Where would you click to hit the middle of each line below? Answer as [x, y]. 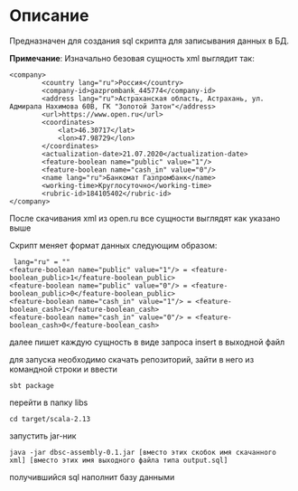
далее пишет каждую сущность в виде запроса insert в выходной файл [147, 342]
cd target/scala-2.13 [50, 419]
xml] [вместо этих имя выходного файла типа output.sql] [119, 460]
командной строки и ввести [63, 369]
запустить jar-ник [43, 436]
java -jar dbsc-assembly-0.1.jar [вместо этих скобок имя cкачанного [143, 452]
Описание [49, 16]
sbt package [32, 385]
